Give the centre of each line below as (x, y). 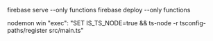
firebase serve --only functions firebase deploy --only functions (99, 10)
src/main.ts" (66, 30)
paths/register (27, 30)
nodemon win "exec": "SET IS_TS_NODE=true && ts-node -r (93, 23)
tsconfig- (193, 23)
